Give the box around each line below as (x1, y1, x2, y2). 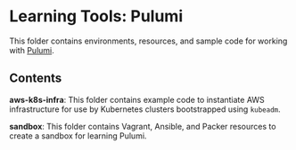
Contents (9, 71, 62, 86)
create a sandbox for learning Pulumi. (9, 130, 147, 141)
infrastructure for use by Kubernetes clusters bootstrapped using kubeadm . (9, 104, 281, 114)
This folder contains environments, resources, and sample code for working (9, 36, 288, 46)
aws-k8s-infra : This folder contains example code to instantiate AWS (9, 94, 265, 105)
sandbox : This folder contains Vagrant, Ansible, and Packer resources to (9, 121, 276, 131)
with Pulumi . (9, 44, 55, 55)
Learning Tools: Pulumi (9, 6, 184, 27)
